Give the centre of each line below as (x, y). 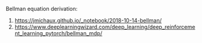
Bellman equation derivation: (41, 9)
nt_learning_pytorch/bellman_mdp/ (58, 33)
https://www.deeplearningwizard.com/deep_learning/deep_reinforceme (105, 27)
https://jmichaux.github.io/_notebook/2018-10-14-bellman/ (88, 20)
